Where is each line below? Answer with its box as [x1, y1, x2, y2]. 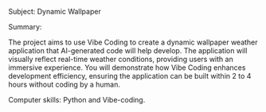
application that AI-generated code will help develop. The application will [8, 46, 248, 55]
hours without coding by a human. [8, 79, 121, 89]
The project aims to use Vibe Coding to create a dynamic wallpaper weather [8, 37, 258, 47]
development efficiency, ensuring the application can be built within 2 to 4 [8, 71, 252, 80]
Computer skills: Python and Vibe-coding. [8, 95, 146, 104]
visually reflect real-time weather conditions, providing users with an [8, 55, 233, 64]
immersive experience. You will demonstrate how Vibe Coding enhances [8, 63, 246, 72]
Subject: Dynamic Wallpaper [8, 7, 101, 16]
